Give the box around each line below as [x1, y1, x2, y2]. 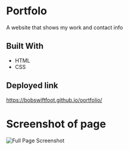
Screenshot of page [6, 117, 106, 130]
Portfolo [6, 4, 47, 18]
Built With [6, 41, 44, 51]
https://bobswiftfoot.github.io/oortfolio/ [6, 96, 103, 104]
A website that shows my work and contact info [6, 24, 124, 31]
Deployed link [6, 80, 59, 90]
